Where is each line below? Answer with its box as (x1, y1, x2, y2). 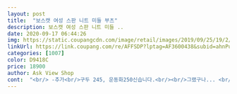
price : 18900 (7, 63, 46, 70)
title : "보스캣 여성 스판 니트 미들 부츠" (7, 17, 118, 24)
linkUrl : (7, 43, 33, 50)
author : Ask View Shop (7, 69, 74, 76)
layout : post (7, 10, 46, 18)
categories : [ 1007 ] (7, 50, 65, 57)
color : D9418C (7, 57, 49, 64)
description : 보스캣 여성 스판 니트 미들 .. (7, 23, 124, 30)
